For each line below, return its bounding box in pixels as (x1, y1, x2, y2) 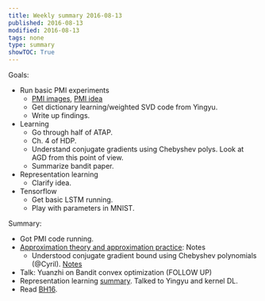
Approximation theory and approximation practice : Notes (19, 242, 206, 252)
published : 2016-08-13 (8, 19, 83, 27)
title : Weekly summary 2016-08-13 (8, 11, 123, 20)
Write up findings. (31, 111, 90, 120)
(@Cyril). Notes (31, 259, 83, 269)
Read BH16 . (19, 284, 58, 294)
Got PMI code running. (19, 234, 94, 243)
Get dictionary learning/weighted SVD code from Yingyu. (31, 102, 218, 112)
